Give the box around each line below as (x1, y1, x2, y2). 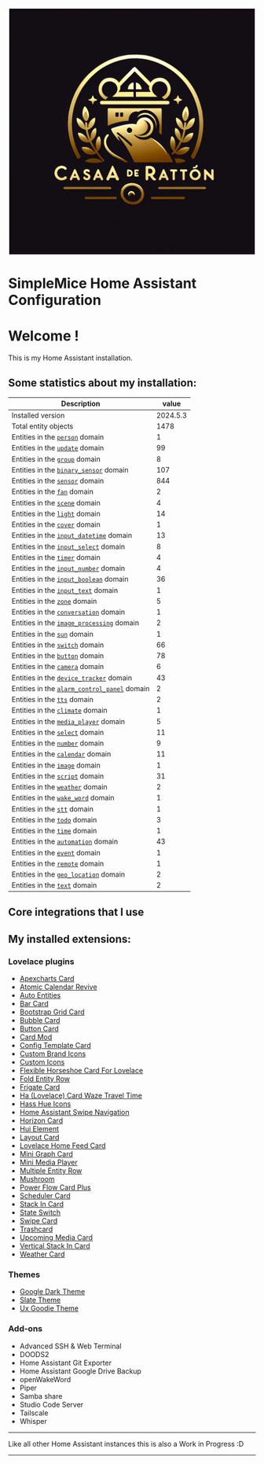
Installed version (11, 410, 65, 420)
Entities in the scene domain (11, 498, 101, 507)
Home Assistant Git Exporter (19, 1358, 112, 1367)
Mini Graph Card (19, 1149, 73, 1159)
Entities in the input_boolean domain (11, 575, 129, 584)
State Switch (19, 1208, 61, 1217)
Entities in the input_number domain (11, 564, 126, 573)
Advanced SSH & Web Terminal (19, 1341, 122, 1351)
